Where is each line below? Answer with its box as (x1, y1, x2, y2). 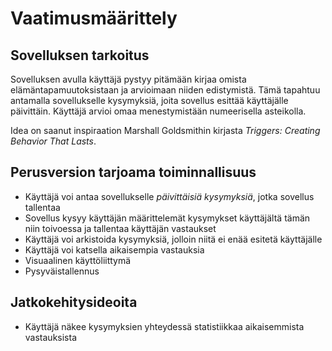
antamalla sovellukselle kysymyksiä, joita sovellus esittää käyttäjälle (10, 95, 289, 106)
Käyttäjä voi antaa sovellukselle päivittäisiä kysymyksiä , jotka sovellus (24, 190, 315, 202)
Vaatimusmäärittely (10, 7, 178, 30)
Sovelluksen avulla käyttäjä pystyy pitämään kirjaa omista (10, 73, 247, 85)
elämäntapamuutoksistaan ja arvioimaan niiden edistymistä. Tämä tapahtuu (10, 84, 321, 96)
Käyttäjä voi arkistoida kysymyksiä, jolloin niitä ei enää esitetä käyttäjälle (24, 233, 323, 245)
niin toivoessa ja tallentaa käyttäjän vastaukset (24, 222, 217, 234)
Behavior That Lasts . (10, 135, 97, 147)
